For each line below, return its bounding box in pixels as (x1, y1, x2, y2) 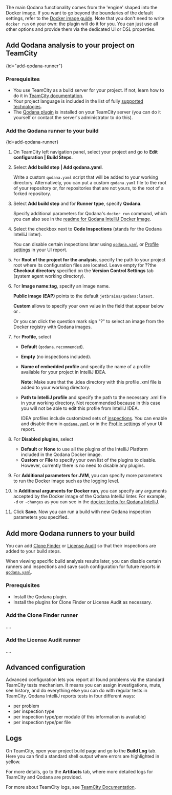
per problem (13, 703, 40, 709)
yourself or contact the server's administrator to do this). (13, 115, 133, 121)
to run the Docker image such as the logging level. (13, 478, 120, 484)
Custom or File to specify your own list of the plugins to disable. (20, 457, 157, 463)
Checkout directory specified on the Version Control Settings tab (13, 268, 154, 274)
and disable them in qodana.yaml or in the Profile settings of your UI (20, 421, 163, 427)
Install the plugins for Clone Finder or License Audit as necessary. (13, 599, 153, 605)
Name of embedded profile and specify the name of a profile (20, 364, 150, 370)
